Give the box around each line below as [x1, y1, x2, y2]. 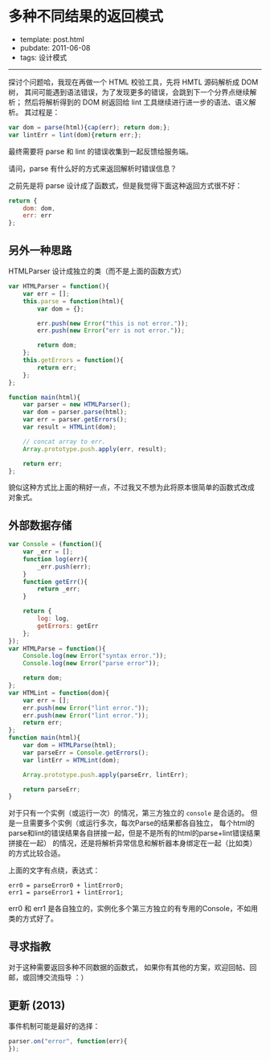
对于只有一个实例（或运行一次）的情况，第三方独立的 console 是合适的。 [8, 808, 249, 818]
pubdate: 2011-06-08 [19, 43, 91, 52]
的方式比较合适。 [8, 848, 65, 858]
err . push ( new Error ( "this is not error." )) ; [37, 319, 189, 327]
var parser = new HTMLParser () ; [22, 401, 131, 409]
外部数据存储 [8, 518, 72, 532]
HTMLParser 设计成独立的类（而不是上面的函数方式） [8, 266, 186, 276]
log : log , [37, 614, 70, 623]
